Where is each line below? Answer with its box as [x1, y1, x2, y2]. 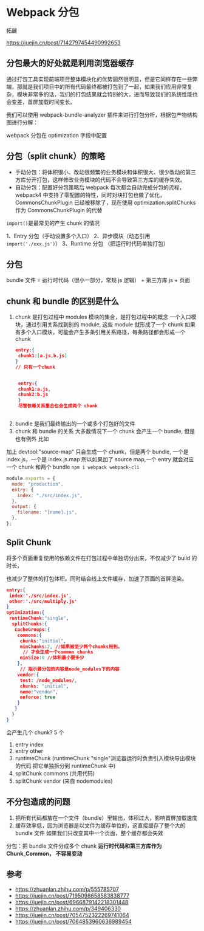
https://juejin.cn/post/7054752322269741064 [15, 912, 129, 919]
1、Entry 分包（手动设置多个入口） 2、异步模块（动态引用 [6, 232, 151, 239]
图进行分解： [6, 119, 38, 126]
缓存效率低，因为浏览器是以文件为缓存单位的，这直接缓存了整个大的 [15, 822, 186, 829]
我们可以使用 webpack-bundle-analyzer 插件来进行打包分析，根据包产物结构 [6, 111, 198, 119]
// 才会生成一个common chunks [22, 649, 93, 655]
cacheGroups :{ [14, 627, 50, 633]
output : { [12, 504, 36, 510]
